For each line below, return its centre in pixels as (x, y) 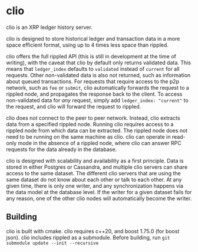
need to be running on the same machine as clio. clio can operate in (88, 136)
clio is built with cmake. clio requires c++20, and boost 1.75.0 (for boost (93, 231)
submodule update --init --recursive (52, 243)
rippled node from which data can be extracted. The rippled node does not (97, 130)
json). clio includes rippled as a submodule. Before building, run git (88, 237)
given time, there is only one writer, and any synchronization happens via (95, 186)
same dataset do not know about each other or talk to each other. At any (94, 179)
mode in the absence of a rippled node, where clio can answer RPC (99, 143)
